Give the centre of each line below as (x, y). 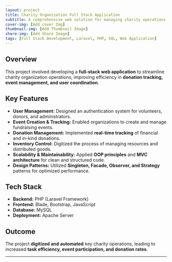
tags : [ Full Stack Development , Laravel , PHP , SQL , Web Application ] (81, 39)
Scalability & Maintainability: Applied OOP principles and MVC (80, 155)
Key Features (27, 99)
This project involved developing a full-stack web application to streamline (85, 72)
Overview (21, 59)
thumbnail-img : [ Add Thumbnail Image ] (47, 29)
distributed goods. (32, 149)
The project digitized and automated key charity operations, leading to (80, 244)
